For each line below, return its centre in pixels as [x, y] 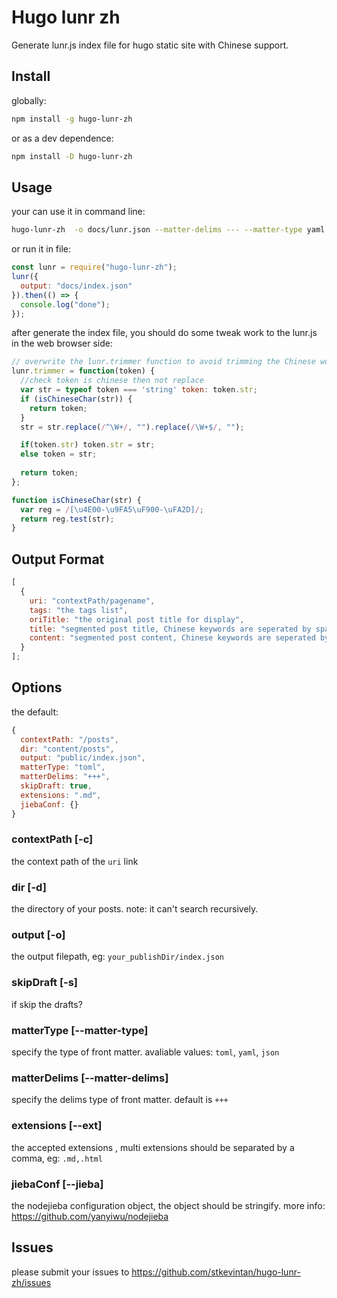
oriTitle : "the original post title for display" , [137, 619]
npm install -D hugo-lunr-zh [72, 156]
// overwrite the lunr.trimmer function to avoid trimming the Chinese [163, 362]
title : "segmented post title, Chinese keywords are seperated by [170, 629]
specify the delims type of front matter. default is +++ [120, 1100]
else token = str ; [59, 454]
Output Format [58, 559]
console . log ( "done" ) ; [65, 304]
